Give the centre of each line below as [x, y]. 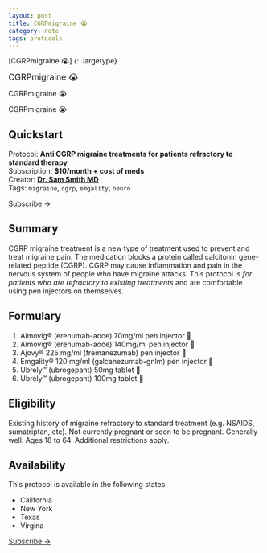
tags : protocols [35, 38]
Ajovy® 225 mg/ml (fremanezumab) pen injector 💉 [103, 352]
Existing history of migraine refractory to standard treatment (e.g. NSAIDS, [131, 423]
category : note [34, 31]
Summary [33, 229]
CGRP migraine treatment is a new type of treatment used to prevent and [129, 248]
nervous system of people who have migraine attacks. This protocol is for [130, 273]
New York [36, 509]
